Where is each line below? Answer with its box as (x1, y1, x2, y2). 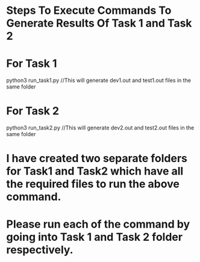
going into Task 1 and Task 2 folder (6, 230, 183, 244)
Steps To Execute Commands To (6, 4, 172, 17)
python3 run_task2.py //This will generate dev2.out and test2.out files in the (6, 124, 195, 131)
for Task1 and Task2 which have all (6, 164, 184, 178)
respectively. (6, 243, 73, 257)
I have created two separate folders (6, 152, 188, 166)
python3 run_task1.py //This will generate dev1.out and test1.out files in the (6, 76, 192, 84)
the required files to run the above (6, 177, 180, 191)
